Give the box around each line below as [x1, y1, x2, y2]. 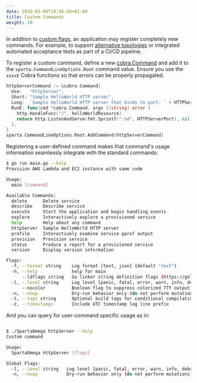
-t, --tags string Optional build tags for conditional [11, 296, 164, 302]
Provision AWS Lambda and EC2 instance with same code [6, 166, 143, 172]
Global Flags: [6, 360, 41, 367]
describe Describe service [11, 204, 85, 209]
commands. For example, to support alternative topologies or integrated [6, 42, 180, 49]
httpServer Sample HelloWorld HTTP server [11, 225, 119, 231]
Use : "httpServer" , [11, 89, 64, 94]
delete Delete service [11, 198, 80, 204]
